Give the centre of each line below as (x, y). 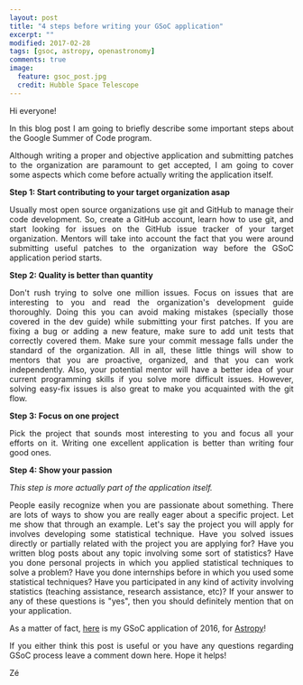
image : (22, 69)
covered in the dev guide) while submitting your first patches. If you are (151, 321)
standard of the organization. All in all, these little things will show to (151, 350)
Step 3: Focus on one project (64, 416)
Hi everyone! (33, 110)
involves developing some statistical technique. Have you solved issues (151, 533)
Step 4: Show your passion (61, 470)
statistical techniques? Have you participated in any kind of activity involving (151, 582)
